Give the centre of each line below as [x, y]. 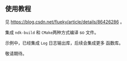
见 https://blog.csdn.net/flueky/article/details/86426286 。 [65, 22]
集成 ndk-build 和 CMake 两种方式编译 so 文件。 [52, 32]
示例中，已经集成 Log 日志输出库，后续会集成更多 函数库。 [64, 43]
